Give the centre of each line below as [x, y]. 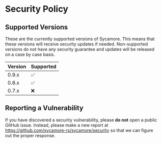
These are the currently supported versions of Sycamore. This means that [80, 39]
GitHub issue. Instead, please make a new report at [57, 125]
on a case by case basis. [30, 54]
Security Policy [37, 9]
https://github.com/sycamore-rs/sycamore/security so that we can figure [79, 130]
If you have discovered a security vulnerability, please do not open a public [81, 120]
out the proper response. [30, 135]
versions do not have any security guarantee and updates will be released [80, 49]
